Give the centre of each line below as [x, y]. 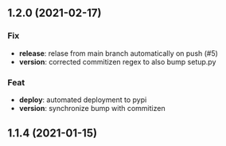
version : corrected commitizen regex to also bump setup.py [117, 61]
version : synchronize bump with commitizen [92, 108]
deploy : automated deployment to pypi [83, 100]
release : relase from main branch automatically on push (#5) [118, 53]
